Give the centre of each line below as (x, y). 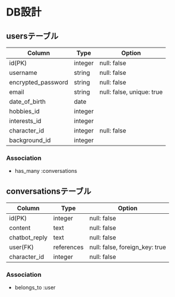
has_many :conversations (46, 171)
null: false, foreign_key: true (128, 247)
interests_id (25, 121)
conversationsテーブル (49, 191)
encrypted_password (39, 82)
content (20, 228)
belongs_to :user (35, 287)
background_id (30, 140)
